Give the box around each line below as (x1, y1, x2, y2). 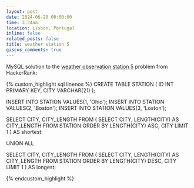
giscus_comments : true (6, 47, 62, 53)
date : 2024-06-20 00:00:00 (6, 14, 72, 20)
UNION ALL (6, 139, 34, 147)
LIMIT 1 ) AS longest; (6, 163, 56, 170)
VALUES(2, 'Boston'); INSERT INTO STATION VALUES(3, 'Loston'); (6, 104, 166, 112)
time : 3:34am (6, 19, 38, 25)
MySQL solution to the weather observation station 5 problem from (6, 63, 168, 70)
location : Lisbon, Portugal (6, 25, 75, 31)
